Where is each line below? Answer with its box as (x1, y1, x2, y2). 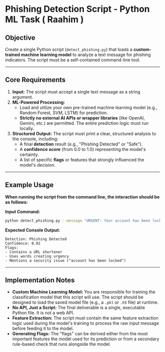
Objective (5, 33, 36, 42)
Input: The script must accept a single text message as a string (12, 88, 140, 94)
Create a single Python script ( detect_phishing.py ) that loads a (5, 47, 133, 52)
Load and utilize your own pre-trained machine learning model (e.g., (19, 104, 158, 110)
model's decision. (19, 162, 55, 168)
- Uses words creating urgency (5, 254, 69, 259)
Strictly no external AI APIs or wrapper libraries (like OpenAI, (19, 115, 145, 121)
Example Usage (5, 181, 54, 189)
